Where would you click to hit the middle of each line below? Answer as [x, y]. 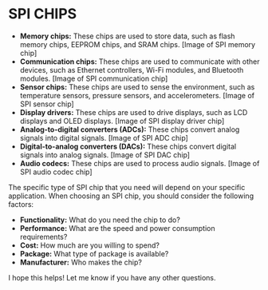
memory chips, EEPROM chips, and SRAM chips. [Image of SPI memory [138, 44]
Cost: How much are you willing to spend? [89, 245]
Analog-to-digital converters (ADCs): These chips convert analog [130, 129]
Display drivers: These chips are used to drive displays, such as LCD [134, 112]
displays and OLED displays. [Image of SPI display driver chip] [122, 121]
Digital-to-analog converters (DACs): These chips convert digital [128, 146]
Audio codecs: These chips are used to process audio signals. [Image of [140, 163]
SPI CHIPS [43, 14]
